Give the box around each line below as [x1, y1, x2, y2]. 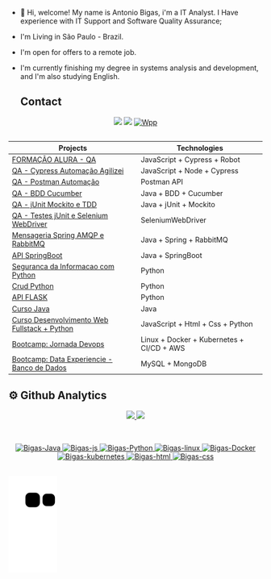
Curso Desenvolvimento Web [11, 314, 109, 324]
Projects [58, 143, 87, 152]
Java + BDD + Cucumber [140, 188, 223, 198]
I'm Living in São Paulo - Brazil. [19, 32, 124, 41]
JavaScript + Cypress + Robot [140, 154, 240, 165]
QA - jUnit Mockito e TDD [11, 199, 98, 209]
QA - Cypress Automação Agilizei [11, 166, 124, 176]
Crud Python [11, 281, 54, 291]
